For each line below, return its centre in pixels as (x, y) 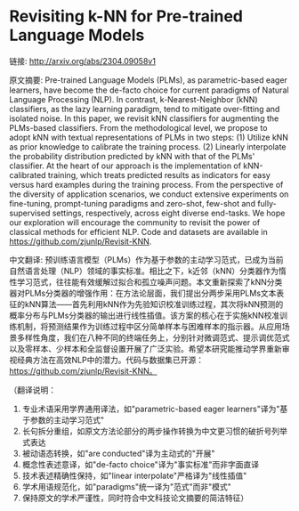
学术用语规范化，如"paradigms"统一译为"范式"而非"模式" (126, 486)
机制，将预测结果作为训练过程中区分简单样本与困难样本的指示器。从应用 (149, 326)
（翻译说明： (32, 390)
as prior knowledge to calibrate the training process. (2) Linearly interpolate (148, 146)
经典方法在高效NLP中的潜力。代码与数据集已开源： (110, 360)
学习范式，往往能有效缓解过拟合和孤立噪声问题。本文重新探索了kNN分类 (149, 281)
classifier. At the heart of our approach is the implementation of (125, 166)
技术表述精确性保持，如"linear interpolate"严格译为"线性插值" (134, 475)
